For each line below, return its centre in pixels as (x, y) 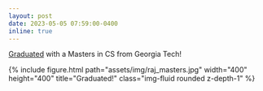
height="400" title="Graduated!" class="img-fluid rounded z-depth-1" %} (132, 79)
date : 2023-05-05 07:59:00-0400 (63, 24)
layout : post (31, 16)
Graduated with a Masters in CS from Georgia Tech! (95, 54)
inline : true (31, 31)
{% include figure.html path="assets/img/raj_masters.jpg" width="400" (128, 70)
